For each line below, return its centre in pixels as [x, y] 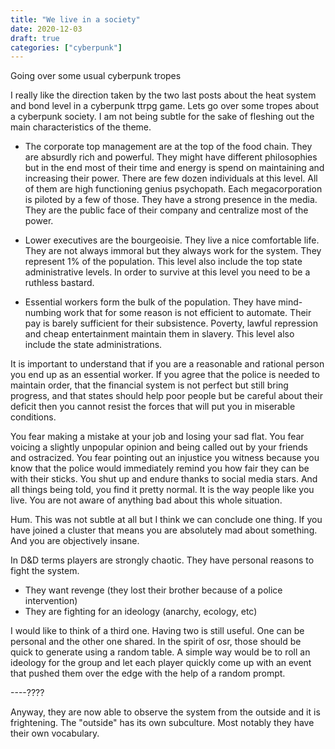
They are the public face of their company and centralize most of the [166, 210]
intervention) [51, 601]
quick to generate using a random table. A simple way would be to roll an [160, 652]
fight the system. [45, 571]
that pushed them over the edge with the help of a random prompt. [148, 673]
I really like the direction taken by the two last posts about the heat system [163, 95]
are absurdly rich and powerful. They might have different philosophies [171, 157]
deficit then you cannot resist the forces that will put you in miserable [153, 407]
